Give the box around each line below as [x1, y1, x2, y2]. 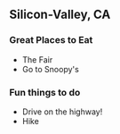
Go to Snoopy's [21, 63, 80, 74]
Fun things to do [9, 86, 81, 98]
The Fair [21, 54, 53, 65]
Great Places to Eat [9, 34, 93, 46]
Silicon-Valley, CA [9, 7, 111, 22]
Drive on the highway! [21, 106, 103, 117]
